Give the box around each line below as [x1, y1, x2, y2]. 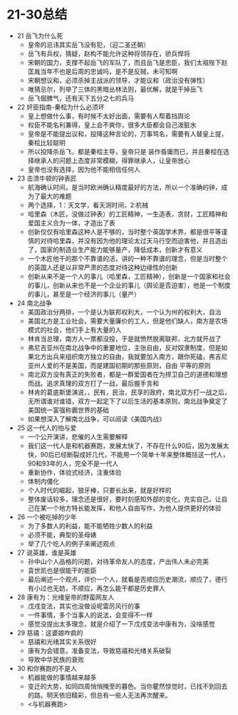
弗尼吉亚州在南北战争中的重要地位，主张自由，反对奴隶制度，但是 [27, 343, 222, 351]
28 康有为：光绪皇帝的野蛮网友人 [16, 592, 115, 601]
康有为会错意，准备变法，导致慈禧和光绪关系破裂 [27, 646, 172, 654]
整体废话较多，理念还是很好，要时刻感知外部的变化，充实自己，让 [27, 495, 222, 503]
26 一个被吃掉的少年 [16, 513, 77, 521]
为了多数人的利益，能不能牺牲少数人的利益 [27, 521, 153, 530]
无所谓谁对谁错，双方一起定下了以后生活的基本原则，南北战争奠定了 [27, 396, 228, 405]
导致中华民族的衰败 [27, 655, 85, 664]
